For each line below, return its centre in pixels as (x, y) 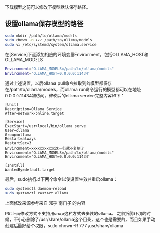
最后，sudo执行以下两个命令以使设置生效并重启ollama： (61, 179)
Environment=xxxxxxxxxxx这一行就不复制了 (44, 148)
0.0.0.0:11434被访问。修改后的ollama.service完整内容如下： (65, 96)
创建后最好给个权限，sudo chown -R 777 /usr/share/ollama (64, 225)
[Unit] (12, 105)
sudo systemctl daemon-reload (36, 189)
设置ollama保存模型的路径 (44, 24)
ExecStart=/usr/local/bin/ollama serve (45, 126)
